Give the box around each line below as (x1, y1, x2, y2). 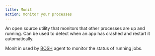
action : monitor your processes (5, 12, 72, 17)
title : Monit (5, 7, 32, 12)
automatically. (5, 35, 34, 42)
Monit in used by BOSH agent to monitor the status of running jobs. (5, 45, 143, 51)
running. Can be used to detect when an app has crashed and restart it (5, 30, 151, 36)
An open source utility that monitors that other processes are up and (5, 25, 145, 31)
